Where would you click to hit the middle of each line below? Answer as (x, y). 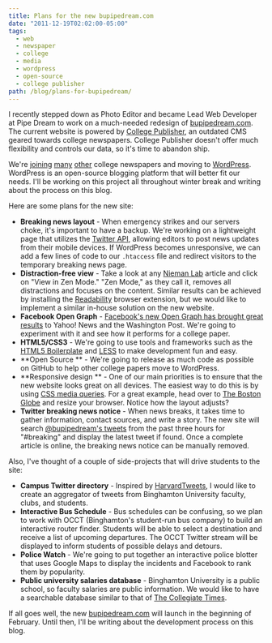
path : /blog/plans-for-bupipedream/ (70, 91)
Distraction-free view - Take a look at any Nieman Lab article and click (139, 273)
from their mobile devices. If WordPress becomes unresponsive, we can (140, 247)
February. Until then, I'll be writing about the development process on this (131, 622)
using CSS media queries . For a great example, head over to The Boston (140, 394)
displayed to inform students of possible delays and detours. (121, 546)
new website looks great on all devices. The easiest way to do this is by (139, 385)
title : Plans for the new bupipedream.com (81, 16)
